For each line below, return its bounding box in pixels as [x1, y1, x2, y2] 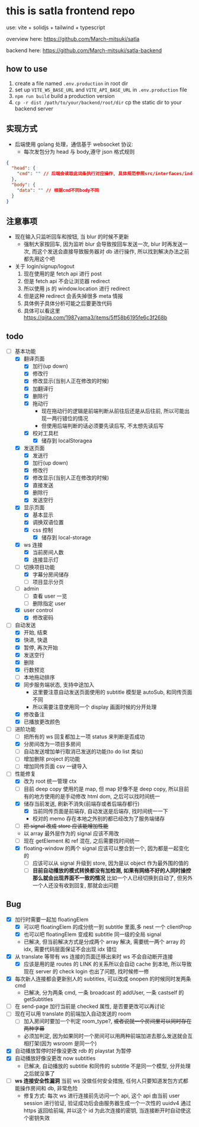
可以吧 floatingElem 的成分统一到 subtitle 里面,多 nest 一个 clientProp [23, 923, 192, 930]
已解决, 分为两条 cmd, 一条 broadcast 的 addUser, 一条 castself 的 [23, 989, 184, 996]
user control [23, 607, 53, 614]
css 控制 [32, 526, 53, 534]
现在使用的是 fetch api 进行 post [23, 270, 102, 277]
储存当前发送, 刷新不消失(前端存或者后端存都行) [23, 800, 140, 807]
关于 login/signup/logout [14, 263, 75, 270]
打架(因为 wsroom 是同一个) [28, 1040, 97, 1047]
